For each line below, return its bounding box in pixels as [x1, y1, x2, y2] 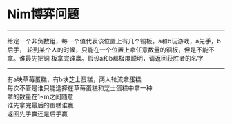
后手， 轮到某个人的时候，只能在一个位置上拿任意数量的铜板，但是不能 [7, 45, 209, 54]
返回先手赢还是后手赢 [7, 110, 68, 118]
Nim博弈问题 [7, 6, 79, 22]
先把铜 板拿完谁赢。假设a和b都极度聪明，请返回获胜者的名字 [30, 54, 204, 62]
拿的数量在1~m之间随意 [7, 92, 74, 101]
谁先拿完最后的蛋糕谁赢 [7, 101, 74, 109]
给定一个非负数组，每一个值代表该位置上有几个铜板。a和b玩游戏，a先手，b [7, 37, 221, 45]
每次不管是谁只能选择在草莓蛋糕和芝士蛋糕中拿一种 [7, 83, 153, 92]
